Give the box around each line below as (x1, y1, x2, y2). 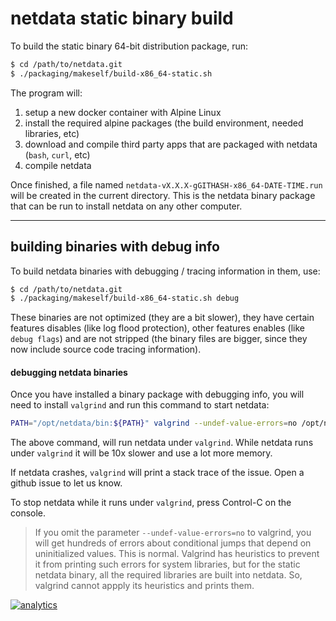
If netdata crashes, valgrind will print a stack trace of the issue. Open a (10, 467, 305, 479)
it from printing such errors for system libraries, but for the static (34, 558, 301, 571)
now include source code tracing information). (10, 343, 202, 356)
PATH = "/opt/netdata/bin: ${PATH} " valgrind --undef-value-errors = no (10, 418, 298, 429)
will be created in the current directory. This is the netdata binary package (10, 189, 316, 201)
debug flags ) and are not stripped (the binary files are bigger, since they (10, 333, 308, 345)
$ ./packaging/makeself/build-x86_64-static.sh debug (10, 293, 240, 304)
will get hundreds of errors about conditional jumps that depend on (34, 537, 312, 549)
